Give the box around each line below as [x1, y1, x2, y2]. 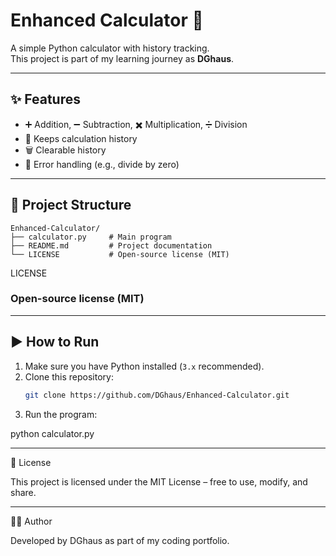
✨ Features [10, 91, 81, 108]
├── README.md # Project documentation [10, 240, 213, 251]
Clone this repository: [24, 370, 114, 383]
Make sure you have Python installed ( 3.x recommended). [24, 360, 265, 372]
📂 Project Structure [10, 197, 132, 214]
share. [10, 486, 37, 498]
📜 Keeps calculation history [24, 132, 138, 144]
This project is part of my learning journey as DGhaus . [10, 52, 235, 64]
